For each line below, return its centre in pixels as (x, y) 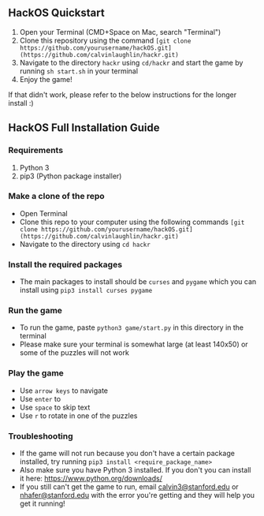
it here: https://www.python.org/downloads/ (91, 478)
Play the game (36, 373)
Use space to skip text (55, 407)
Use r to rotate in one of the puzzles (78, 415)
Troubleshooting (41, 436)
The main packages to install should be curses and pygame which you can (138, 282)
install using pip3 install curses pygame (86, 290)
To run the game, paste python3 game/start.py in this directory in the (132, 327)
